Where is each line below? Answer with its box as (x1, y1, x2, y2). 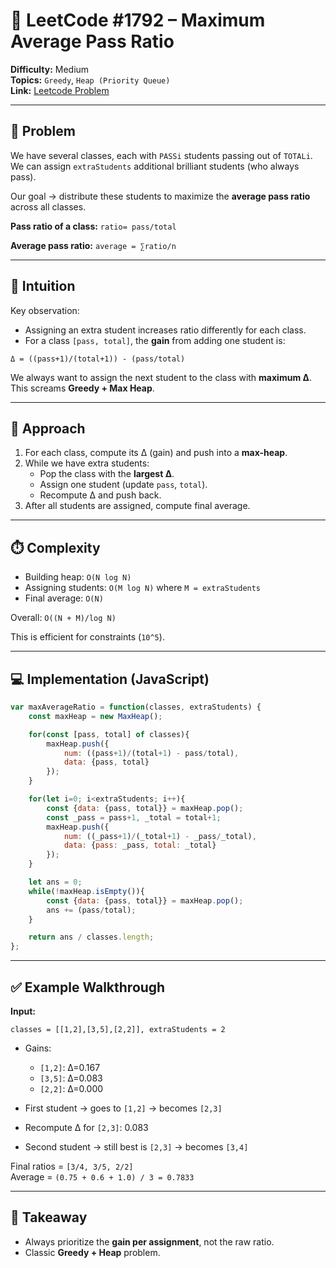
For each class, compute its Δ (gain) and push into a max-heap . (24, 447, 288, 459)
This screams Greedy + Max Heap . (10, 382, 155, 394)
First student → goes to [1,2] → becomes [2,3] (24, 1102, 223, 1114)
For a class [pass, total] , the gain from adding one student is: (24, 334, 286, 346)
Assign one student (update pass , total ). (39, 479, 208, 491)
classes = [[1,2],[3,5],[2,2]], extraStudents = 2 (10, 1024, 226, 1034)
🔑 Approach (10, 420, 86, 437)
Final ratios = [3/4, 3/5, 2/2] (10, 1160, 134, 1172)
